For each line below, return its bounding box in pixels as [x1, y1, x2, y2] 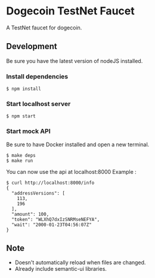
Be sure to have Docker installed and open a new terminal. [6, 141, 150, 148]
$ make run [6, 158, 33, 164]
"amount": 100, [11, 211, 49, 217]
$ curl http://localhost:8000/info [6, 180, 95, 186]
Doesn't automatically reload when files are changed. [14, 259, 146, 266]
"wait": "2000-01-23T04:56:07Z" [11, 222, 92, 228]
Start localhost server [6, 99, 71, 108]
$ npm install [6, 86, 42, 92]
